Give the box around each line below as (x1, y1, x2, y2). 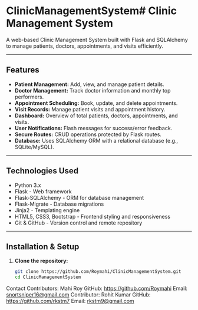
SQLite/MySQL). (14, 143, 54, 150)
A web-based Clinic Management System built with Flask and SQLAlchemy (6, 36, 189, 43)
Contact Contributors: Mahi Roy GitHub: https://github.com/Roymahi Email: (6, 285, 187, 292)
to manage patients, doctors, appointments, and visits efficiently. (6, 42, 164, 50)
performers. (14, 93, 44, 100)
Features (6, 65, 39, 75)
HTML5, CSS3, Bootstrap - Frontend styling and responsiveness (14, 213, 171, 220)
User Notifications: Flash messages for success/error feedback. (14, 124, 173, 131)
